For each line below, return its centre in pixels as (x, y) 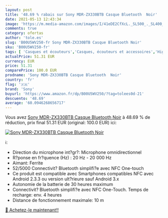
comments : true (21, 29)
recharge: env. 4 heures (37, 195)
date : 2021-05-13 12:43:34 (33, 19)
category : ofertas (24, 33)
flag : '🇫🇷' (17, 84)
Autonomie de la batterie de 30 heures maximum (63, 184)
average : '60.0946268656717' (35, 103)
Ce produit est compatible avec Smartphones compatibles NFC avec (83, 174)
